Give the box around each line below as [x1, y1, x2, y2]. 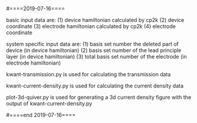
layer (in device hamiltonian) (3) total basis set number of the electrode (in [6, 53, 188, 60]
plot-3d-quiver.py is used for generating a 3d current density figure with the [6, 94, 192, 101]
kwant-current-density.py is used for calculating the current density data [6, 82, 184, 89]
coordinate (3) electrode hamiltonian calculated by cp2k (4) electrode [6, 23, 176, 30]
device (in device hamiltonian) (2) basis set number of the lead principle [6, 47, 182, 54]
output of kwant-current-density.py [6, 100, 93, 107]
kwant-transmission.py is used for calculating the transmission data [6, 71, 171, 77]
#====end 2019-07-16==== [6, 112, 76, 118]
